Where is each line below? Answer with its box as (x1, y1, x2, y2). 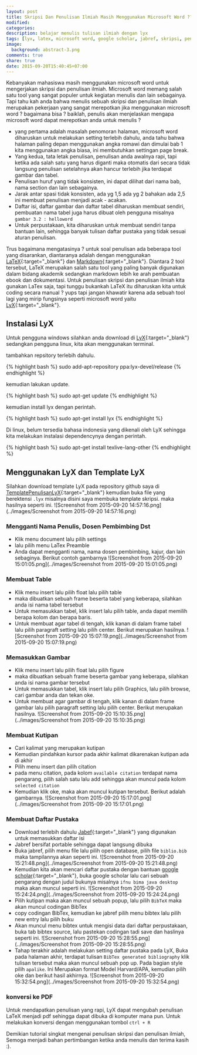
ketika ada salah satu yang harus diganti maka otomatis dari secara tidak (14, 159, 191, 166)
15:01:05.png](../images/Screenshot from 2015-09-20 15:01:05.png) (14, 561, 178, 568)
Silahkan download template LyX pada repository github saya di (6, 483, 160, 490)
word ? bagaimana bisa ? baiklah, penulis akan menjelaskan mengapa (6, 110, 174, 117)
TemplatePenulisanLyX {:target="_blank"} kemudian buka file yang (6, 489, 165, 496)
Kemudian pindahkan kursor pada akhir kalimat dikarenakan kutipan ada (14, 751, 189, 758)
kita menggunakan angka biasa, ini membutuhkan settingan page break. (14, 147, 189, 154)
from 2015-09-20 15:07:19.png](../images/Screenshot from (46, 632, 188, 639)
